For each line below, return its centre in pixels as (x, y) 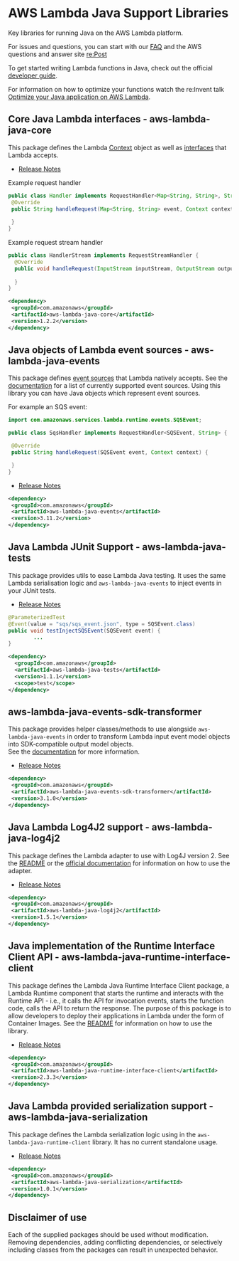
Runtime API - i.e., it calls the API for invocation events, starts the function (116, 1001)
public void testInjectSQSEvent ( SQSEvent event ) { (84, 630)
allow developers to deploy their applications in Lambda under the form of (116, 1015)
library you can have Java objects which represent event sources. (104, 394)
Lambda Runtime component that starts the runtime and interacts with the (116, 993)
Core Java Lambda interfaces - (78, 119)
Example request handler (45, 182)
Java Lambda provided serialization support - (111, 1106)
